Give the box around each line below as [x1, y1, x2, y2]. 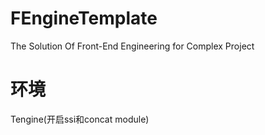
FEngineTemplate [10, 7, 158, 30]
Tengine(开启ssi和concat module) [10, 113, 150, 125]
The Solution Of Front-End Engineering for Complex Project [10, 40, 255, 52]
